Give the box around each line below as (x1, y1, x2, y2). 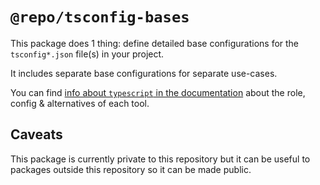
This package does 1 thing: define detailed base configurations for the (10, 37, 300, 49)
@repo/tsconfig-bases (10, 8, 190, 27)
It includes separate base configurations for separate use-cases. (10, 67, 278, 79)
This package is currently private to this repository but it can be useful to (10, 153, 311, 165)
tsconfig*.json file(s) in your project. (10, 48, 165, 60)
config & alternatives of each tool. (10, 97, 150, 109)
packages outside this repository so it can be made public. (10, 163, 252, 175)
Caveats (10, 126, 63, 143)
